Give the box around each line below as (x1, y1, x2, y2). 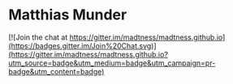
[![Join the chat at (8, 32, 68, 42)
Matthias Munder (8, 6, 127, 24)
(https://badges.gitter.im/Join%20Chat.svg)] (8, 40, 157, 50)
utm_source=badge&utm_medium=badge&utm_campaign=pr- (8, 58, 216, 68)
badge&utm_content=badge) (8, 66, 105, 76)
